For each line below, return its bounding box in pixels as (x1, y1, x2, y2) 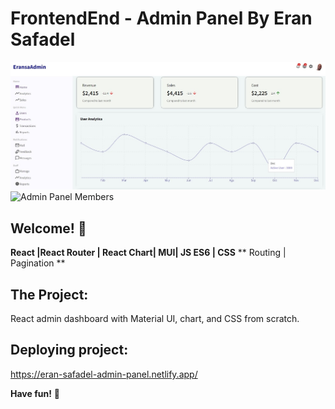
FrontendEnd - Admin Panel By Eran (10, 7, 313, 30)
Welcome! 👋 (10, 220, 87, 237)
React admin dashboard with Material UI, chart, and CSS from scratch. (10, 313, 300, 325)
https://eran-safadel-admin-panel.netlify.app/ (10, 368, 198, 380)
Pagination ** (10, 257, 66, 269)
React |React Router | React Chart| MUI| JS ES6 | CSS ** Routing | (10, 247, 287, 259)
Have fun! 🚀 (10, 387, 61, 399)
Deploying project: (10, 342, 129, 359)
